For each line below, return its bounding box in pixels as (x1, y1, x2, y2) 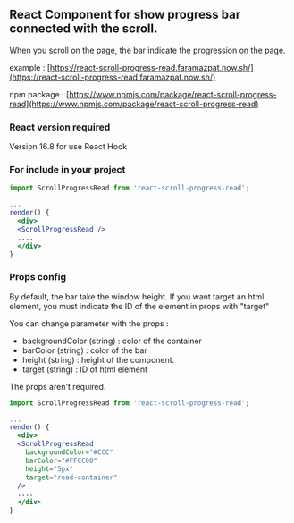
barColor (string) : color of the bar (21, 344, 147, 356)
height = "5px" (25, 464, 74, 473)
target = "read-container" (25, 473, 118, 482)
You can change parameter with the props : (9, 317, 169, 329)
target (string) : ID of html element (21, 364, 148, 375)
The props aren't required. (9, 381, 106, 392)
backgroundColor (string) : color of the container (21, 335, 203, 346)
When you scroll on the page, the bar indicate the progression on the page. (9, 45, 286, 55)
